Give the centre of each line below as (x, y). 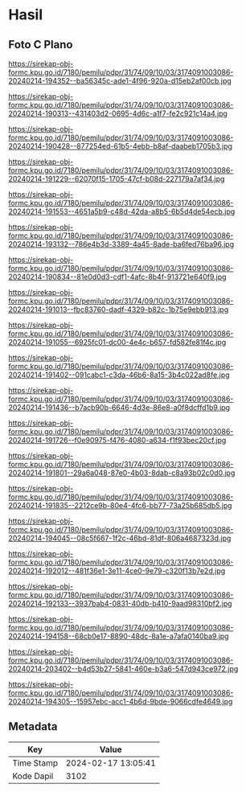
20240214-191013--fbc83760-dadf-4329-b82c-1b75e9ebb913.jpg (119, 310)
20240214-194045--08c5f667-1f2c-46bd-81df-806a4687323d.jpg (120, 538)
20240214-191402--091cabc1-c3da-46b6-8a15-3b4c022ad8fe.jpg (119, 375)
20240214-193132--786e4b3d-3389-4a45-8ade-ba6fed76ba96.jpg (121, 244)
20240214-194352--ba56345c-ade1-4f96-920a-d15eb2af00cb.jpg (120, 81)
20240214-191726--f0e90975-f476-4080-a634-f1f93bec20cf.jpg (117, 440)
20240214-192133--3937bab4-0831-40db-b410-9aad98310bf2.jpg (120, 603)
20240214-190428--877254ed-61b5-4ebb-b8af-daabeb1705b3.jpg (121, 146)
